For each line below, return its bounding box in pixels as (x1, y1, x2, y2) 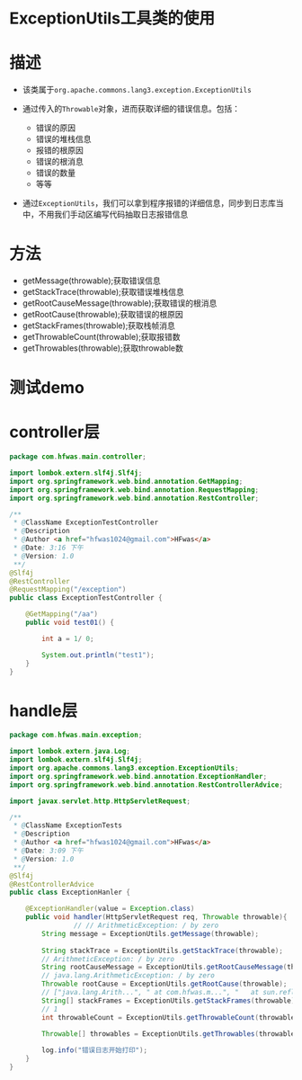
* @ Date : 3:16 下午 (13, 543, 84, 553)
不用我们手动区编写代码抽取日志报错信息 (38, 209, 189, 220)
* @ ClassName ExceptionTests (13, 821, 123, 830)
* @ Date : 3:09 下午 (13, 846, 84, 855)
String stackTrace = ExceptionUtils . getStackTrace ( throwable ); (41, 946, 283, 955)
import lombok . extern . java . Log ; (9, 747, 130, 756)
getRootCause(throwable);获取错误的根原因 (22, 309, 183, 320)
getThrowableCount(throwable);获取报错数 (22, 332, 182, 343)
